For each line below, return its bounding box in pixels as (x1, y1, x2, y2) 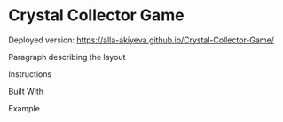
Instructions (8, 68, 52, 80)
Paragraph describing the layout (8, 51, 126, 62)
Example (8, 103, 41, 113)
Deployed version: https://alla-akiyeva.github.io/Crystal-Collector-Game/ (8, 34, 274, 45)
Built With (8, 86, 43, 96)
